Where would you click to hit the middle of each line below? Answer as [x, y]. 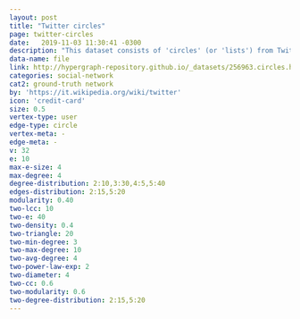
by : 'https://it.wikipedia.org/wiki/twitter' [95, 92]
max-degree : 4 [36, 175]
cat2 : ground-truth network [62, 84]
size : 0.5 [28, 109]
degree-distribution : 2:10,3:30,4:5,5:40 [87, 184]
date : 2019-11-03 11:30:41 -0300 [75, 42]
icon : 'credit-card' [48, 101]
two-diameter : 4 [39, 275]
